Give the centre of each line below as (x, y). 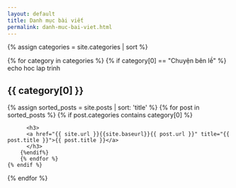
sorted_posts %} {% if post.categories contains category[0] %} (100, 115)
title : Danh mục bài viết (45, 20)
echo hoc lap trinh (34, 69)
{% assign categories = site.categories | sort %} (78, 47)
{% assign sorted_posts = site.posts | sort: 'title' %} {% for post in (103, 107)
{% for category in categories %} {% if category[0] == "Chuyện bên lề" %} (117, 61)
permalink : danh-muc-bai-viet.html (60, 27)
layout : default (31, 14)
